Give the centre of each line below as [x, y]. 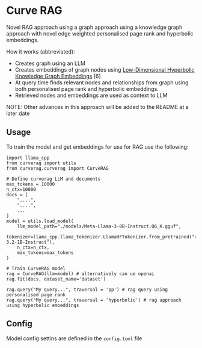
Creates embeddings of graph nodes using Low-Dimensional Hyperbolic [105, 69]
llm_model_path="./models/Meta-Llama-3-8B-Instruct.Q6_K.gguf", [99, 226]
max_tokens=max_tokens [45, 253]
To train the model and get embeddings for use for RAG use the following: [97, 147]
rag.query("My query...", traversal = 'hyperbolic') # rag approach [94, 300]
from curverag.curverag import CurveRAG [58, 168]
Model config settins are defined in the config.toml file [74, 338]
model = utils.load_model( [40, 221]
